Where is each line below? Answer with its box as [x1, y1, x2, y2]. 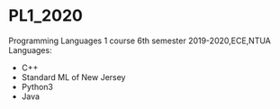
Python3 [21, 81, 53, 92]
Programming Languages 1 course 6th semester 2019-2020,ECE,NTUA [8, 35, 271, 46]
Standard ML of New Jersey [21, 71, 126, 82]
